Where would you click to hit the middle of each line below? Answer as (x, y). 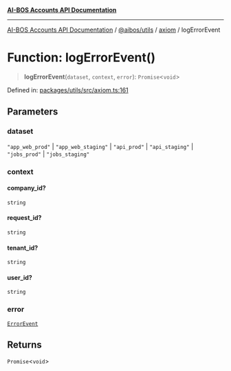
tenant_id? (23, 248)
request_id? (24, 218)
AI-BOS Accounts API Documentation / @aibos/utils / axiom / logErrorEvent (114, 30)
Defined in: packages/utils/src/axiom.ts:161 (68, 90)
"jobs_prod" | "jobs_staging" (48, 154)
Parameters (33, 112)
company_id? (26, 188)
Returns (25, 345)
